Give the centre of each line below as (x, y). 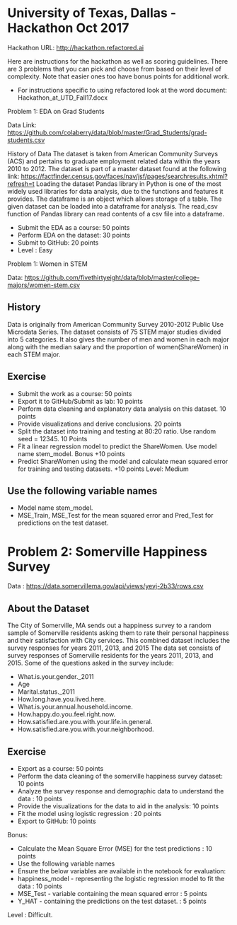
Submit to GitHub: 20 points (58, 243)
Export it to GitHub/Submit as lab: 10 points (80, 401)
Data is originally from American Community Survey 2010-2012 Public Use (116, 324)
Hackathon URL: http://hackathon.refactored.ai (75, 47)
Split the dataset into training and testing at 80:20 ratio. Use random (117, 431)
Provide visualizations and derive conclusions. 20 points (99, 424)
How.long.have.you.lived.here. (62, 699)
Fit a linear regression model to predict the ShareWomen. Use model (117, 446)
